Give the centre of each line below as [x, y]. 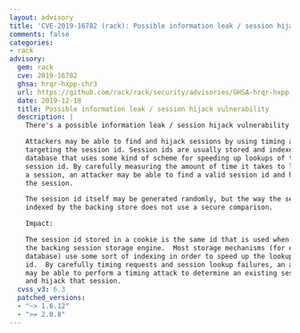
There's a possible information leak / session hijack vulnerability [158, 126]
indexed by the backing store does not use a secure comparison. [150, 208]
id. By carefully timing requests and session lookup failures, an [155, 264]
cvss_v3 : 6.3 [42, 290]
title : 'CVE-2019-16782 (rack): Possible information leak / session [142, 26]
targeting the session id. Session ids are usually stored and [146, 150]
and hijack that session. [74, 281]
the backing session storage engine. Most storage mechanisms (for [155, 248]
